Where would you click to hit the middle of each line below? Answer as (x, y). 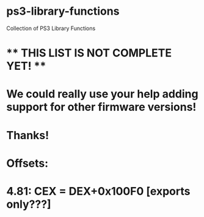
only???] (29, 204)
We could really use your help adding (102, 94)
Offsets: (27, 163)
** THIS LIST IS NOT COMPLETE (89, 53)
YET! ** (26, 66)
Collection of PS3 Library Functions (51, 28)
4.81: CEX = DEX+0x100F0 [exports (98, 191)
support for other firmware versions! (101, 107)
